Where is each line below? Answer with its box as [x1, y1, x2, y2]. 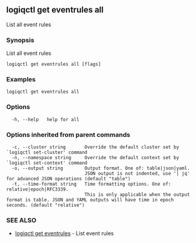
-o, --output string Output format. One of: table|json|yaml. [11, 165, 190, 171]
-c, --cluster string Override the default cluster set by [11, 144, 180, 150]
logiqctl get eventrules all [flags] [6, 62, 101, 68]
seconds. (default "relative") [6, 202, 85, 208]
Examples [6, 75, 36, 84]
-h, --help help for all [11, 116, 80, 122]
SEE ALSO [6, 216, 37, 224]
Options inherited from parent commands [6, 130, 131, 139]
